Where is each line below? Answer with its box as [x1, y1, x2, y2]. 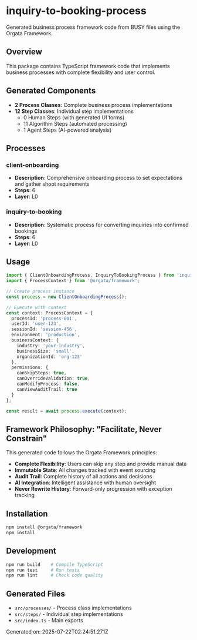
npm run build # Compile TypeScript [6, 561, 104, 568]
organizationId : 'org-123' [16, 354, 83, 360]
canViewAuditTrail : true [16, 386, 77, 392]
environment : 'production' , [11, 332, 80, 338]
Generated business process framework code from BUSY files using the [6, 24, 181, 31]
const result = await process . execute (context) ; [6, 408, 127, 414]
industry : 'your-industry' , [16, 343, 85, 349]
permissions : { [11, 364, 49, 371]
